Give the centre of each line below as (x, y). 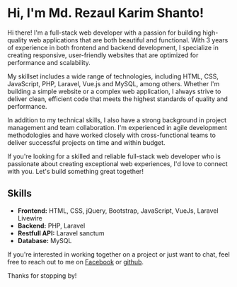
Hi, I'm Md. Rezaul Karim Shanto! (105, 13)
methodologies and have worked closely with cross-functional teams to (111, 135)
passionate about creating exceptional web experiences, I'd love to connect (117, 163)
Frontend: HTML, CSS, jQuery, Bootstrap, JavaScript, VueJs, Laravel (118, 211)
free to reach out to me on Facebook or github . (75, 262)
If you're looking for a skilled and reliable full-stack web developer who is (114, 156)
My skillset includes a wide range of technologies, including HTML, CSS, (113, 76)
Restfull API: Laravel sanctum (61, 233)
